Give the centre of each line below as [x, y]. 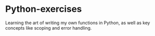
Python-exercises [44, 9]
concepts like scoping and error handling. [48, 28]
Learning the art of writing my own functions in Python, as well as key [78, 23]
